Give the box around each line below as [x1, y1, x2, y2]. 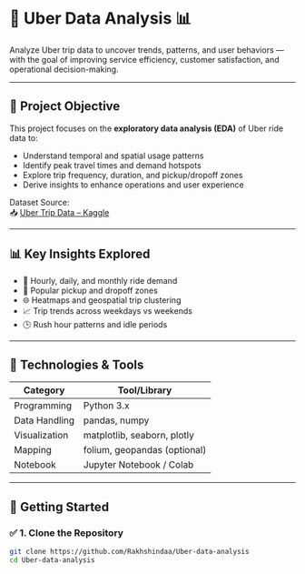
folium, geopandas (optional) [83, 444, 207, 457]
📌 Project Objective [9, 98, 121, 115]
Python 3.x [83, 399, 130, 412]
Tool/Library [117, 384, 172, 397]
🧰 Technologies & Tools [9, 357, 144, 372]
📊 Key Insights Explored [9, 247, 151, 262]
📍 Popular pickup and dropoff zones [22, 285, 159, 296]
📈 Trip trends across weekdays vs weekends [22, 305, 193, 316]
